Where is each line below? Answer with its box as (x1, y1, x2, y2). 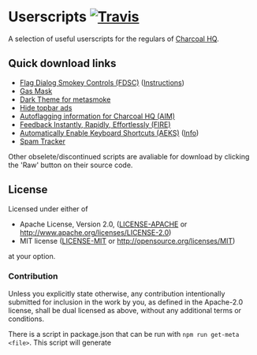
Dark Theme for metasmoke (19, 95, 111, 104)
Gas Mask (19, 86, 53, 95)
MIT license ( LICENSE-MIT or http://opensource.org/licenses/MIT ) (19, 236, 236, 245)
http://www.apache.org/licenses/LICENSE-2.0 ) (19, 227, 172, 237)
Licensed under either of (8, 204, 88, 213)
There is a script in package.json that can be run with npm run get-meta (8, 329, 240, 338)
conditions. (8, 314, 45, 323)
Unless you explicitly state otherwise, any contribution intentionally (8, 289, 225, 298)
